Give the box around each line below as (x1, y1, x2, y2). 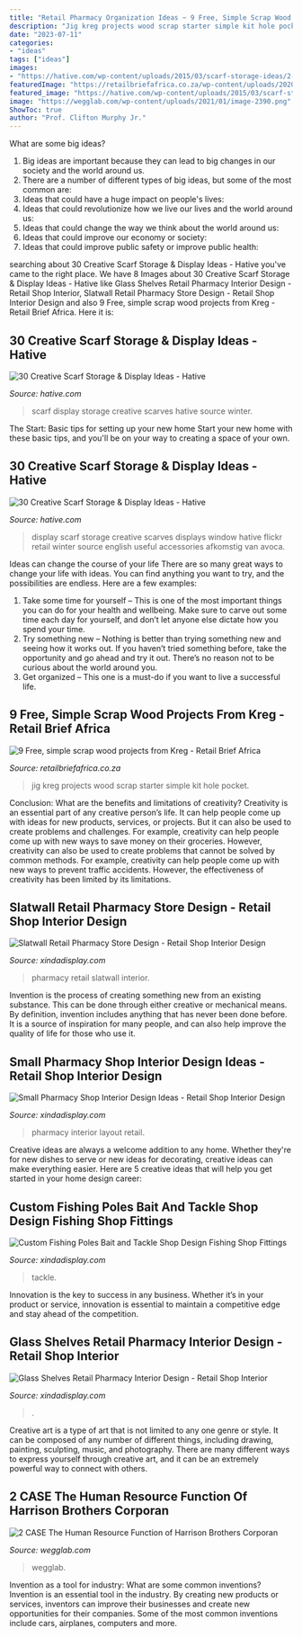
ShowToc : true (9, 105, 63, 114)
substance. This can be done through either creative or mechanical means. (9, 999, 288, 1010)
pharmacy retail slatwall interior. (31, 972, 150, 983)
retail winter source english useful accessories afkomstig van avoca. (31, 541, 286, 551)
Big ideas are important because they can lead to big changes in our (22, 156, 276, 166)
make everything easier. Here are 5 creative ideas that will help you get (9, 1164, 272, 1175)
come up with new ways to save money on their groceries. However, (9, 836, 262, 846)
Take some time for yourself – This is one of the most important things (22, 595, 282, 605)
